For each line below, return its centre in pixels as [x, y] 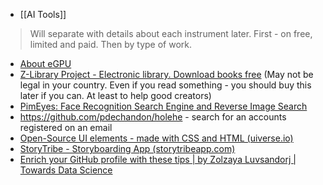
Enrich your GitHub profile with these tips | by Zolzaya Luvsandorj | [158, 159]
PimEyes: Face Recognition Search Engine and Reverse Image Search [163, 106]
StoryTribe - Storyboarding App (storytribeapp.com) [127, 148]
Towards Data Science [66, 170]
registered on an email [66, 127]
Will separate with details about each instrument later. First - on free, [171, 33]
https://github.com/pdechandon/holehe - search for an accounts [153, 117]
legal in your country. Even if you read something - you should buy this [165, 85]
